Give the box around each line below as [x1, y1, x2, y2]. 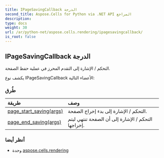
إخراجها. [67, 121, 84, 128]
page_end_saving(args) [7, 118, 62, 125]
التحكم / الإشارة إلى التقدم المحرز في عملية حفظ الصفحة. [5, 65, 111, 71]
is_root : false [5, 35, 36, 39]
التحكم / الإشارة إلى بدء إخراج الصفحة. [67, 108, 147, 115]
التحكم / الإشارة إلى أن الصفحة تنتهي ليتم [67, 116, 153, 122]
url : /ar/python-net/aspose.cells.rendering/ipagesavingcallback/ [5, 30, 143, 35]
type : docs [5, 20, 27, 26]
